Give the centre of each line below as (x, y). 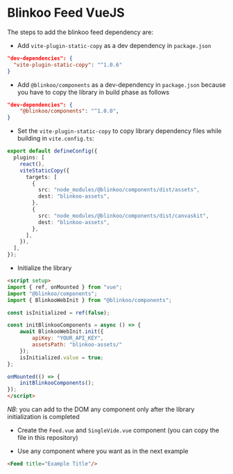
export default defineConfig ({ (52, 151)
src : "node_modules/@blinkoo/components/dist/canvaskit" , (123, 216)
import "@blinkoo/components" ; (52, 294)
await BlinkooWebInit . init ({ (62, 332)
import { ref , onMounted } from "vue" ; (65, 287)
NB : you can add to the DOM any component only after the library (101, 409)
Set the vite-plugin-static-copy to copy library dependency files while (119, 131)
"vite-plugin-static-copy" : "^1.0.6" (68, 65)
